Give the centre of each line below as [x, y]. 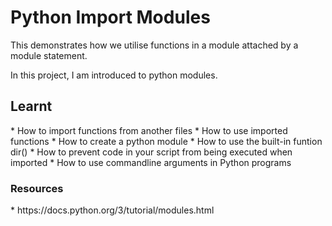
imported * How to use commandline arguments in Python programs [151, 162]
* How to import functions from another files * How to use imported [149, 130]
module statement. [49, 55]
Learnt [31, 106]
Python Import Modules [110, 17]
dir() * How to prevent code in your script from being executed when [151, 152]
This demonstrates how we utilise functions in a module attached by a [154, 45]
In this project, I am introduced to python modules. [114, 75]
